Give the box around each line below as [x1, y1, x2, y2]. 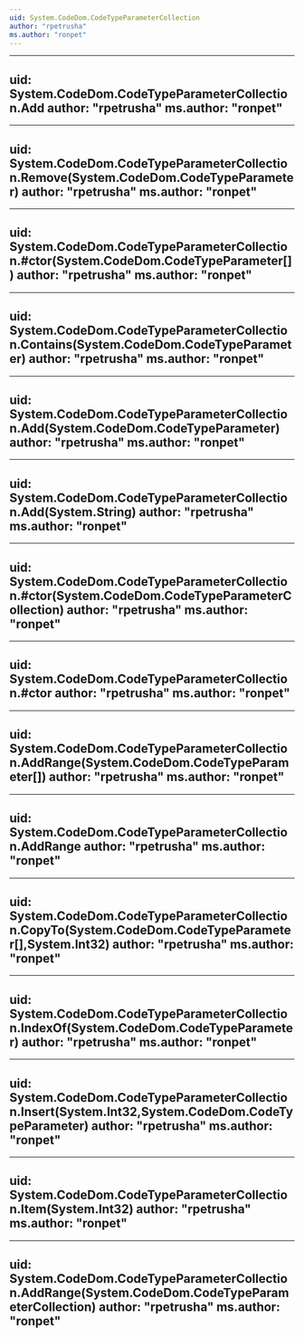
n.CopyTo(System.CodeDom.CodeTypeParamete [9, 922, 291, 938]
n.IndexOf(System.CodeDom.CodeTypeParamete [9, 1020, 294, 1036]
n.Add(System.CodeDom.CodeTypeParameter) [9, 421, 280, 436]
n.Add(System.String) [9, 504, 138, 520]
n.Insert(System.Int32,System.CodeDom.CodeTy [9, 1103, 294, 1119]
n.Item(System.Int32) [9, 1201, 134, 1218]
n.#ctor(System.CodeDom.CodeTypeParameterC [9, 587, 292, 603]
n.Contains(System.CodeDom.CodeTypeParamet [9, 337, 292, 353]
